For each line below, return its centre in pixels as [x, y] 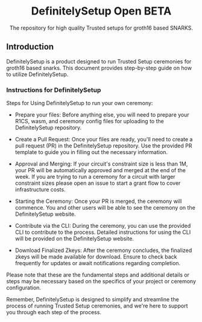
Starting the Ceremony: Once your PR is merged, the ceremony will [98, 201]
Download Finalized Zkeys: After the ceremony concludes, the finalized [103, 250]
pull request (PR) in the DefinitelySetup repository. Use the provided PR [103, 146]
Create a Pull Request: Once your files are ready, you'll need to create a [104, 140]
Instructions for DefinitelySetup [54, 90]
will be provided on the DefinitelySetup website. [74, 239]
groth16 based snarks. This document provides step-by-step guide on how [99, 68]
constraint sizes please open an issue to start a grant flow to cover [98, 183]
